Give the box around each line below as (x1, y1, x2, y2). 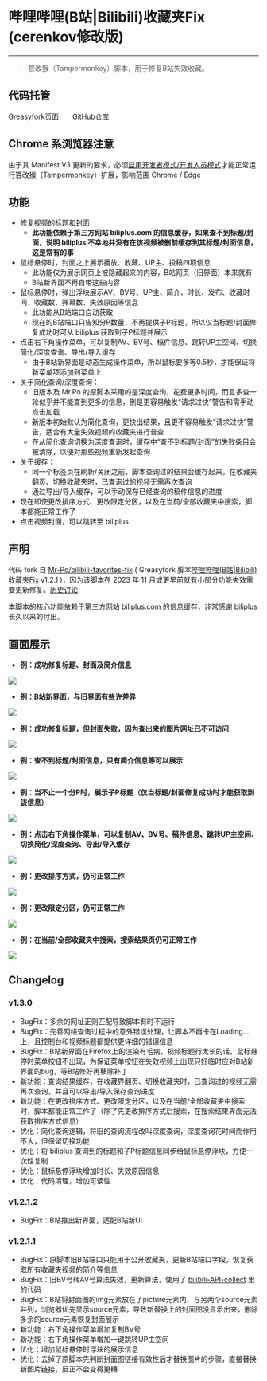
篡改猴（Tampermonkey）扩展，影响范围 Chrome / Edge (14, 170, 201, 179)
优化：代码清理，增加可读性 (19, 1175, 111, 1185)
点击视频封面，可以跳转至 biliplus (19, 516, 130, 527)
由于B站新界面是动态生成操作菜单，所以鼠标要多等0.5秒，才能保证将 (31, 357, 256, 367)
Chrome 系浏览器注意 (8, 137, 114, 151)
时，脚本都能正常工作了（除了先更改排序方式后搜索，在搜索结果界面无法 (19, 1106, 257, 1116)
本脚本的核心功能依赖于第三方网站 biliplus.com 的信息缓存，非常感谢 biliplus (8, 602, 258, 611)
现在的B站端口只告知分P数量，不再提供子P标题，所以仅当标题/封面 (31, 317, 250, 328)
